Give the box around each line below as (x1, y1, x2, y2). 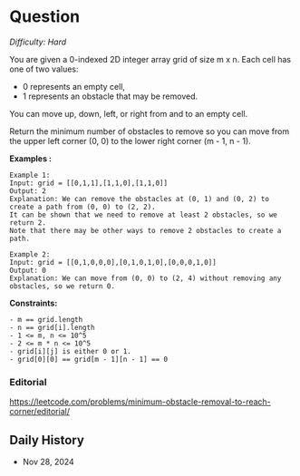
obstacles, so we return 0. (9, 281, 116, 291)
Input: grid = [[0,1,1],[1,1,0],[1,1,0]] (9, 179, 169, 188)
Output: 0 (9, 266, 47, 275)
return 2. (9, 218, 47, 228)
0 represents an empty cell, (22, 81, 125, 92)
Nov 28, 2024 (22, 456, 74, 468)
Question (9, 6, 80, 27)
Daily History (9, 432, 84, 448)
